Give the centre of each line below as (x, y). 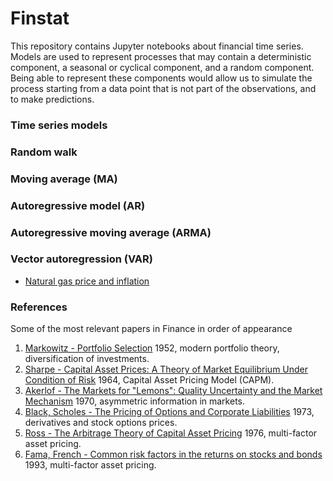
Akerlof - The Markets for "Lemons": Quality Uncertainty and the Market (173, 391)
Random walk (44, 152)
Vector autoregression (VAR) (81, 259)
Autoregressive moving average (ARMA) (111, 232)
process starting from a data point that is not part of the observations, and (163, 88)
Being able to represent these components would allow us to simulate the (161, 78)
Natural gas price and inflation (87, 281)
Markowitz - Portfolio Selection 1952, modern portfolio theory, (152, 348)
